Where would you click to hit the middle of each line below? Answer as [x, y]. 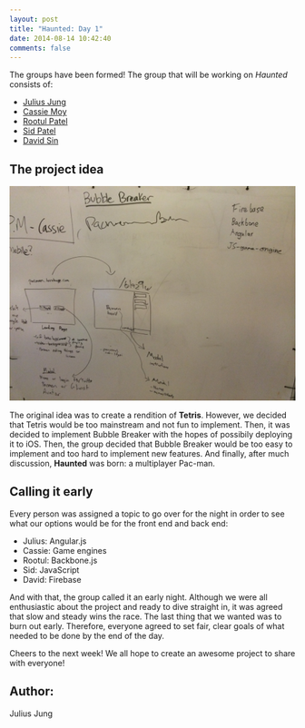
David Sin [40, 141]
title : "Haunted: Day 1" [56, 29]
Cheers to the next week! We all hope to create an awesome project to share [152, 653]
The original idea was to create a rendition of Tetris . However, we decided [148, 415]
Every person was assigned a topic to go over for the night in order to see [147, 514]
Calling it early [51, 492]
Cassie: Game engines [64, 550]
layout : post [34, 19]
